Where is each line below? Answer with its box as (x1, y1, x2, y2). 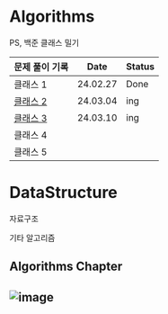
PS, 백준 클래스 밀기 (9, 37, 79, 48)
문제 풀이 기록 (13, 60, 69, 73)
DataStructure (9, 183, 119, 203)
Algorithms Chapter (9, 259, 123, 274)
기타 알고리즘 (9, 232, 56, 243)
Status (125, 60, 155, 73)
